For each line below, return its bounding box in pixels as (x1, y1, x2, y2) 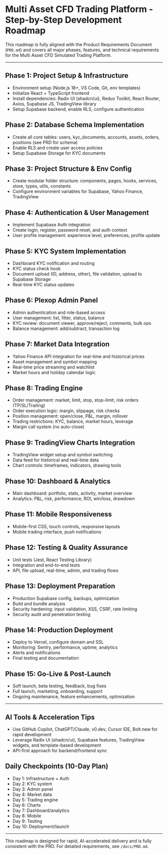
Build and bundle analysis (12, 600, 65, 606)
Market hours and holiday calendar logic (12, 369, 96, 375)
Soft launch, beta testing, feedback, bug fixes (12, 683, 106, 689)
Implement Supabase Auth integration (12, 222, 91, 228)
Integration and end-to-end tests (12, 562, 80, 568)
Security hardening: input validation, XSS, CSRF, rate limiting (12, 606, 137, 612)
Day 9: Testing (12, 818, 42, 824)
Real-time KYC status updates (12, 282, 74, 287)
